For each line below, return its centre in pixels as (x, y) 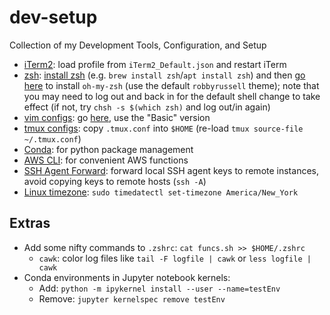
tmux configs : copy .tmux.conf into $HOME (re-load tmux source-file (163, 128)
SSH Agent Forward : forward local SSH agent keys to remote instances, (171, 170)
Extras (30, 223)
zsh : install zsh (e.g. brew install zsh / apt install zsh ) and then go (164, 75)
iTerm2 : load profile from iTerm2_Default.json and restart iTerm (155, 64)
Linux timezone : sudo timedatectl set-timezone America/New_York (161, 192)
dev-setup (53, 17)
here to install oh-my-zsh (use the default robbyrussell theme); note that (171, 85)
